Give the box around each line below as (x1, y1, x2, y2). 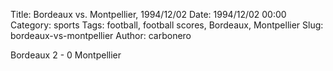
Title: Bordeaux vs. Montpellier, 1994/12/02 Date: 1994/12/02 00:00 (10, 9, 287, 20)
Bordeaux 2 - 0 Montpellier (10, 49, 122, 61)
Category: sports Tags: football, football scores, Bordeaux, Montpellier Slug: (10, 19, 324, 31)
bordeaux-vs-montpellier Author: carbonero (10, 30, 192, 41)
